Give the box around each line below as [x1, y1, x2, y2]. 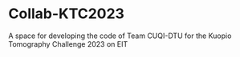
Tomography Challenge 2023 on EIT [8, 39, 128, 48]
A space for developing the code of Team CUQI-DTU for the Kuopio [8, 31, 232, 40]
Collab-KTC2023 [8, 5, 124, 23]
